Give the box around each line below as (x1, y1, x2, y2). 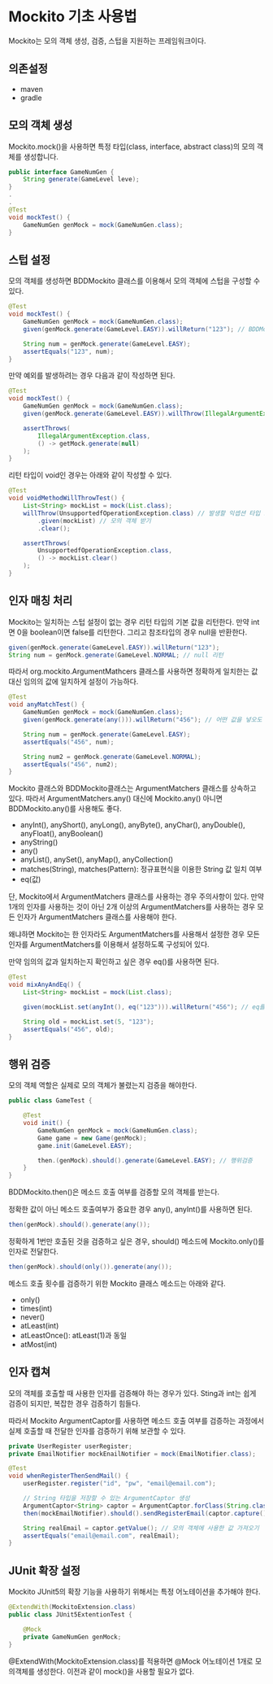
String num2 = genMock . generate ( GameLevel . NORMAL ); (23, 753, 201, 761)
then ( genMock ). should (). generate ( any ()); (8, 1221, 151, 1229)
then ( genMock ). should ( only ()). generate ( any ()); (8, 1263, 173, 1271)
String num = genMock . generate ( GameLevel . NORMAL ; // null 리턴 (8, 651, 223, 659)
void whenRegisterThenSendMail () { (8, 1472, 129, 1481)
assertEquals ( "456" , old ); (23, 1025, 115, 1033)
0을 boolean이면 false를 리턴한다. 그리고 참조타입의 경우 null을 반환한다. (16, 627, 248, 637)
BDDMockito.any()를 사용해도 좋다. (8, 804, 122, 814)
